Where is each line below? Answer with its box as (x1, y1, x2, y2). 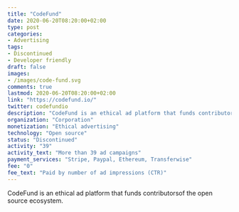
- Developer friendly (7, 57, 72, 64)
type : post (7, 23, 40, 31)
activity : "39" (7, 143, 53, 150)
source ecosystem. (7, 196, 64, 205)
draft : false (7, 63, 46, 70)
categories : (7, 30, 43, 38)
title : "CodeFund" (7, 10, 62, 18)
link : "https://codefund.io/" (7, 97, 97, 104)
